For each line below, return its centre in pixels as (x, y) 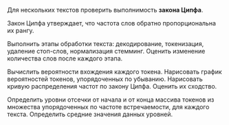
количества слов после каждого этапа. (65, 58)
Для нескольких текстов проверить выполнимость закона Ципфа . (105, 10)
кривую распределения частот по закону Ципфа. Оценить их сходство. (112, 86)
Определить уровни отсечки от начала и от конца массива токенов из (111, 100)
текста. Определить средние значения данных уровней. (90, 114)
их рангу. (21, 31)
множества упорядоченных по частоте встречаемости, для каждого (108, 107)
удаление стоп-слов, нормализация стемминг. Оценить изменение (106, 51)
